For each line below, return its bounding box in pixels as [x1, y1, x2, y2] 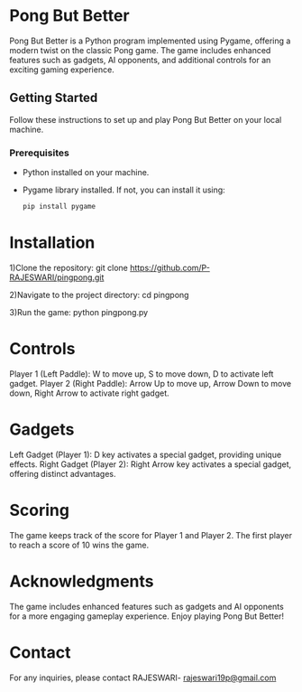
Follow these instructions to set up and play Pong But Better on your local [9, 114, 282, 125]
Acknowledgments [9, 571, 155, 592]
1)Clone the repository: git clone [9, 262, 128, 273]
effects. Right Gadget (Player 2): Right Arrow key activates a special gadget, [9, 458, 292, 470]
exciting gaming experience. [9, 64, 114, 75]
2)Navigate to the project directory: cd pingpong [9, 289, 189, 300]
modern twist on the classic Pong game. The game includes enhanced [9, 44, 271, 55]
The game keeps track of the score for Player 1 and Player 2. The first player [9, 529, 293, 540]
